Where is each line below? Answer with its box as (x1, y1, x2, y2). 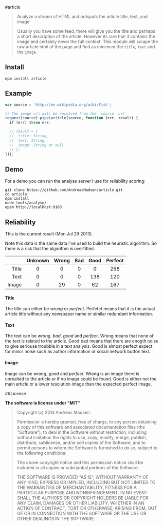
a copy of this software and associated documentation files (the (17, 424, 145, 430)
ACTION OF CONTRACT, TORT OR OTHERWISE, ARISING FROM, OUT (17, 505, 157, 511)
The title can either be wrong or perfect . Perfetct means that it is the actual (5, 306, 155, 312)
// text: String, (9, 138, 47, 143)
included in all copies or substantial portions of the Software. (17, 464, 139, 470)
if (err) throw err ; (9, 120, 51, 125)
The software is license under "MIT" (5, 400, 80, 406)
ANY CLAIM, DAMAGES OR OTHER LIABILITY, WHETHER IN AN (17, 500, 145, 506)
